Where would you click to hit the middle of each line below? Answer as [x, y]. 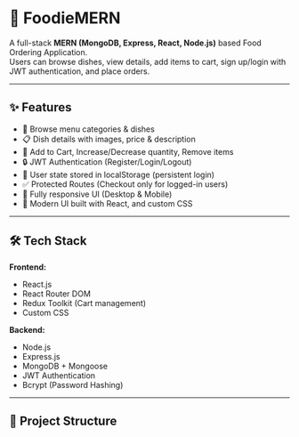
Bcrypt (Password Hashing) [73, 384]
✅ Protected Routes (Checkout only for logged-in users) [125, 184]
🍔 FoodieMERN [65, 18]
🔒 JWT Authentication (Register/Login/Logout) [107, 162]
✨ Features [40, 107]
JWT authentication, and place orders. [80, 71]
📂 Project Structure [63, 421]
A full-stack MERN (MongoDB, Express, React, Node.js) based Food [136, 43]
